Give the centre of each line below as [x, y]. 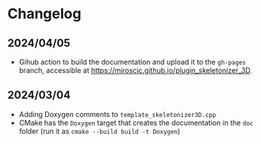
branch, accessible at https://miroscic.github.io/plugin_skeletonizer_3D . [136, 70]
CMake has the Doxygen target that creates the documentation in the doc [136, 123]
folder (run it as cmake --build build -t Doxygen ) [100, 131]
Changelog [44, 14]
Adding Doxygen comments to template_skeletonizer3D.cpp [117, 114]
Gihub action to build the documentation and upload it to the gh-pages [132, 62]
